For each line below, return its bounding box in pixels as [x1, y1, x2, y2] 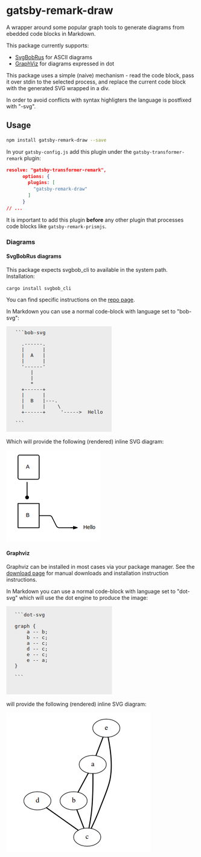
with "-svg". [6, 102, 36, 110]
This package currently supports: [6, 42, 89, 49]
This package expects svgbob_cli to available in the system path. [6, 266, 168, 273]
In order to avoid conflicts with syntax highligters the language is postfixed [6, 96, 192, 103]
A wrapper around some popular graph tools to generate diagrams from [6, 24, 185, 31]
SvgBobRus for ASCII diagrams [14, 53, 92, 61]
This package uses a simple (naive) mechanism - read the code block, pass [6, 71, 194, 79]
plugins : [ [28, 180, 56, 186]
